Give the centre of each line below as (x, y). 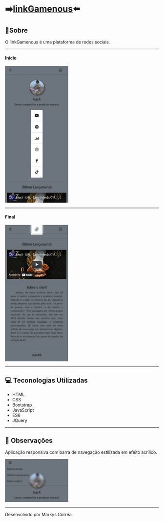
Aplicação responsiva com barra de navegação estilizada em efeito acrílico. (81, 452)
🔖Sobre (17, 30)
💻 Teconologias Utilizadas (46, 380)
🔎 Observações (29, 440)
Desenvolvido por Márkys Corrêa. (39, 515)
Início (11, 58)
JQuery (20, 420)
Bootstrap (22, 405)
